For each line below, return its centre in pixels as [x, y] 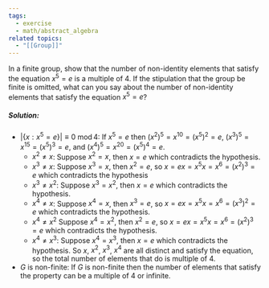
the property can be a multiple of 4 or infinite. [95, 276]
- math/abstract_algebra [57, 31]
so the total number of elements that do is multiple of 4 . [124, 259]
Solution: [24, 115]
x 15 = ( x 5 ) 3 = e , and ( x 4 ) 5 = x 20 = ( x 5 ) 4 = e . [92, 146]
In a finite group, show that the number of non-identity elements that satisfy [134, 68]
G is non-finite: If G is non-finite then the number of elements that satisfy [140, 267]
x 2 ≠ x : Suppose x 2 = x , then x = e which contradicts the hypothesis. [146, 156]
